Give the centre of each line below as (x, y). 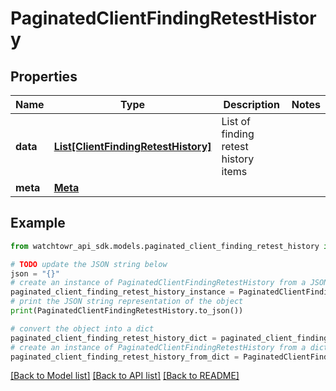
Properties (44, 76)
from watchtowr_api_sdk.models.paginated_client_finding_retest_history (165, 246)
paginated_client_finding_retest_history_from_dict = (125, 357)
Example (38, 223)
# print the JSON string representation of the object (127, 302)
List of (236, 121)
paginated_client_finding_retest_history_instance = (122, 292)
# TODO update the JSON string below (89, 264)
